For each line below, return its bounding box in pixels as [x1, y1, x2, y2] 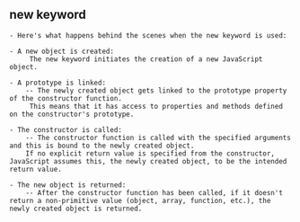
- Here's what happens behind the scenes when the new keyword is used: [9, 31, 287, 40]
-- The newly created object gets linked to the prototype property [25, 85, 287, 95]
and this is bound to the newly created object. [9, 141, 195, 150]
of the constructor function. [9, 93, 123, 102]
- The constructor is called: [9, 125, 123, 134]
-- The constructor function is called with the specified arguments [25, 133, 292, 142]
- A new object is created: [9, 47, 115, 56]
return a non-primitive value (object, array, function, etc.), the [9, 196, 271, 205]
